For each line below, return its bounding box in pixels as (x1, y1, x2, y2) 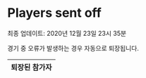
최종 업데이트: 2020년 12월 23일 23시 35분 (7, 29, 127, 37)
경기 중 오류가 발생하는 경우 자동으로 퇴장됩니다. (7, 44, 140, 52)
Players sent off (7, 5, 102, 21)
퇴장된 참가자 (11, 62, 52, 72)
